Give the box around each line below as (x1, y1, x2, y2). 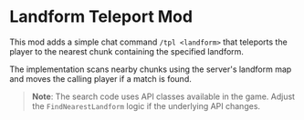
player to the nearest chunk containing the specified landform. (9, 45, 245, 56)
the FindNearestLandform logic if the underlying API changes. (31, 100, 261, 111)
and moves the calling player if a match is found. (9, 73, 192, 84)
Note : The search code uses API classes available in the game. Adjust (31, 91, 295, 102)
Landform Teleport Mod (9, 6, 194, 27)
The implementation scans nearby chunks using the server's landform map (9, 64, 292, 75)
